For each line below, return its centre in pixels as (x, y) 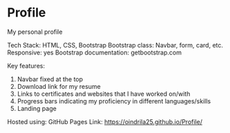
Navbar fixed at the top (50, 79)
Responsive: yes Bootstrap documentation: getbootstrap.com (94, 52)
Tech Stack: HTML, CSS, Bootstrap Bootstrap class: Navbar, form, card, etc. (115, 45)
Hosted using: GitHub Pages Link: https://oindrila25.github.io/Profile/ (105, 121)
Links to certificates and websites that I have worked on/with (104, 94)
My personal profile (35, 32)
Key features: (26, 65)
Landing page (37, 108)
